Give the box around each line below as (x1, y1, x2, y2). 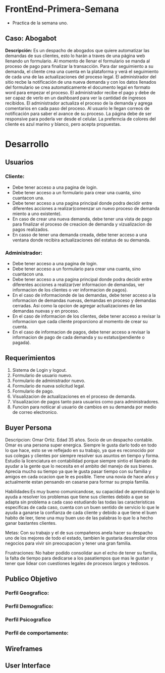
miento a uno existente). (12, 211, 62, 217)
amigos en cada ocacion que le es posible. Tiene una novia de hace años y (5, 473, 159, 479)
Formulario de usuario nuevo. (12, 372, 73, 378)
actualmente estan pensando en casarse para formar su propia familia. (5, 479, 150, 485)
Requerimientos (5, 354, 55, 362)
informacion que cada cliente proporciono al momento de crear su (12, 318, 148, 324)
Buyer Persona (5, 424, 52, 432)
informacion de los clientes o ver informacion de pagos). (12, 286, 128, 293)
